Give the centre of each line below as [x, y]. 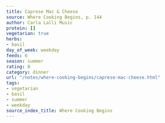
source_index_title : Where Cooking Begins [59, 111]
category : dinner [28, 72]
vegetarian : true [28, 34]
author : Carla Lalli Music [39, 22]
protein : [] [21, 28]
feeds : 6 [17, 56]
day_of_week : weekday [33, 50]
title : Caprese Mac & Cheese [42, 12]
